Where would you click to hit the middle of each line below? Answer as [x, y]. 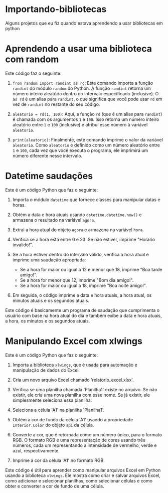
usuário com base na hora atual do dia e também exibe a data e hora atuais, [83, 315]
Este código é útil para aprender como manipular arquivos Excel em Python [83, 470]
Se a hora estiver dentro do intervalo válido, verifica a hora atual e [80, 254]
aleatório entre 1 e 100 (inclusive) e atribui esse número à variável [80, 124]
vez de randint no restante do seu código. [56, 104]
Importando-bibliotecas [56, 9]
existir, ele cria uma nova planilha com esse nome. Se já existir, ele [81, 395]
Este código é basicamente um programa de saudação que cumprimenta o [82, 310]
